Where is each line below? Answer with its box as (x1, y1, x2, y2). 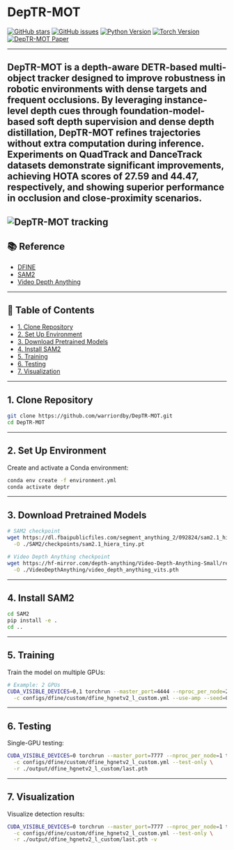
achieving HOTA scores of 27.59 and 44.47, (7, 170, 199, 182)
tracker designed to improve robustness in (37, 73, 226, 84)
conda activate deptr (7, 483, 70, 491)
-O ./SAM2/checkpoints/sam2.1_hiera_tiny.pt (13, 541, 145, 548)
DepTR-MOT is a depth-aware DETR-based (7, 61, 198, 73)
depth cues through (30, 105, 118, 117)
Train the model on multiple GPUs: (7, 668, 106, 676)
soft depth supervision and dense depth (37, 116, 214, 128)
